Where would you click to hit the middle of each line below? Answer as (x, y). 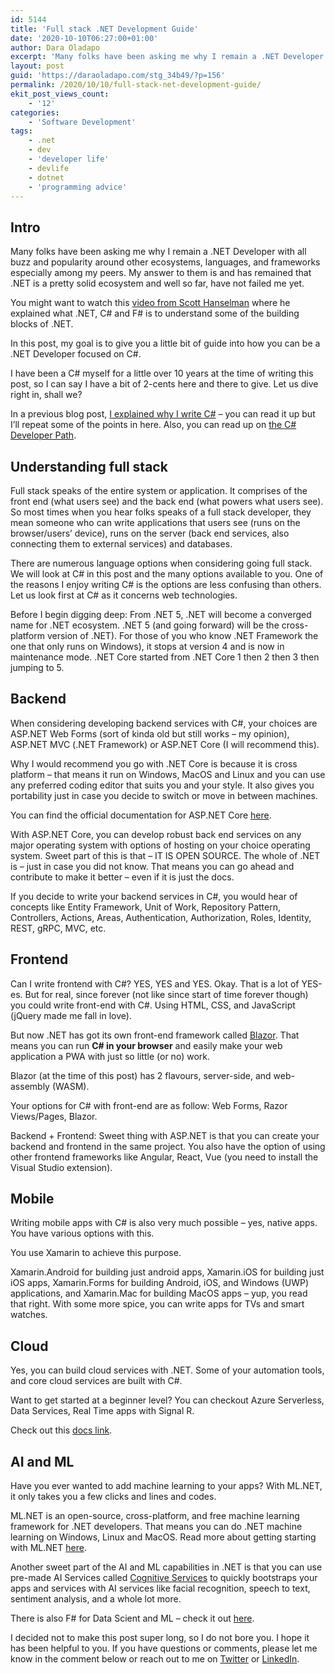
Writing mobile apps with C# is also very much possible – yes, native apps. (164, 1223)
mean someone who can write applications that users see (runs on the (155, 522)
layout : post (37, 66)
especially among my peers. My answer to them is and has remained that (161, 273)
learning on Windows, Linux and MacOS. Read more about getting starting (163, 1537)
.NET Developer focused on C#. (76, 354)
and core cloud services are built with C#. (96, 1381)
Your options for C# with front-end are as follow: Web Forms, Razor (149, 1105)
